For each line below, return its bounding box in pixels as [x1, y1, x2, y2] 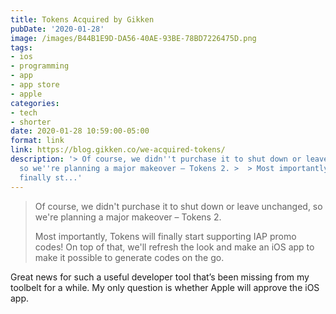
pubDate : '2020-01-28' [10, 24, 105, 34]
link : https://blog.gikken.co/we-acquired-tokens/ [10, 145, 226, 155]
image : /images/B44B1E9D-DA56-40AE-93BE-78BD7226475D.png [10, 33, 257, 43]
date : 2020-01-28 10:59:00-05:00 [10, 126, 150, 136]
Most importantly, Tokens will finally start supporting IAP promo [34, 230, 297, 242]
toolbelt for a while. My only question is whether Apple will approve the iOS [10, 281, 320, 293]
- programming [10, 61, 70, 71]
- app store [10, 80, 60, 90]
